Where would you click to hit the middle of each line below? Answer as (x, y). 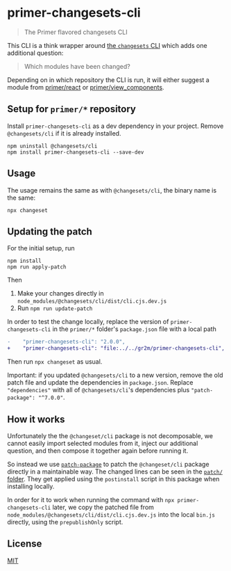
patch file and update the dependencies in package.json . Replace (100, 383)
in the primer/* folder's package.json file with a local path (134, 329)
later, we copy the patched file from (103, 507)
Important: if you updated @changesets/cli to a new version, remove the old (115, 375)
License (25, 544)
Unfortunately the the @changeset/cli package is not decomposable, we (110, 435)
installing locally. (31, 486)
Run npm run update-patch (55, 308)
